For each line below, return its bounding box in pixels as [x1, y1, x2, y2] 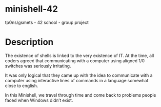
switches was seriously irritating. [5, 63, 71, 69]
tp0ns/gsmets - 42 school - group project [5, 19, 89, 25]
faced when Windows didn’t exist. [5, 97, 73, 103]
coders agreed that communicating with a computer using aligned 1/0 [5, 57, 145, 64]
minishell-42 [5, 3, 58, 15]
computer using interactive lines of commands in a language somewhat [5, 77, 149, 83]
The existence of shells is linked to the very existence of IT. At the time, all [5, 53, 154, 58]
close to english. [5, 83, 38, 89]
